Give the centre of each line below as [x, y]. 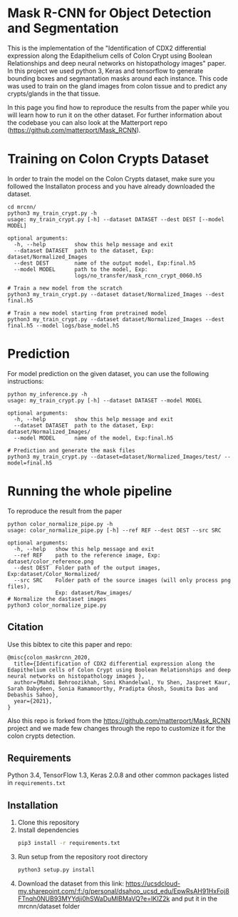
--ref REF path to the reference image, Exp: [87, 555]
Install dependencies [48, 830]
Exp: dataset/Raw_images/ [94, 593]
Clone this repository [48, 823]
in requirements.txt [37, 783]
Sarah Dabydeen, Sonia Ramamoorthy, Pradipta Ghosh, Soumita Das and [113, 689]
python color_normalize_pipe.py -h [60, 524]
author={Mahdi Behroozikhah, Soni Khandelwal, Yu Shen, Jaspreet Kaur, [123, 682]
